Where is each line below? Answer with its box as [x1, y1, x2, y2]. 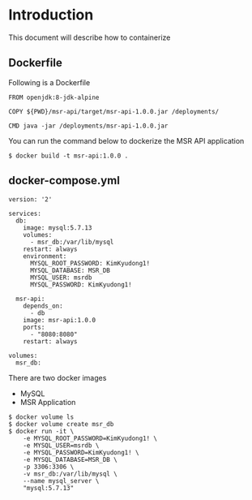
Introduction [8, 6, 94, 24]
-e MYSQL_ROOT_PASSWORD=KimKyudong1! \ [23, 434, 158, 442]
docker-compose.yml [8, 174, 120, 187]
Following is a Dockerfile [8, 77, 91, 87]
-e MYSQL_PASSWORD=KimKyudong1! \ [23, 448, 139, 456]
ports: [23, 323, 45, 331]
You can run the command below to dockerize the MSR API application [8, 136, 245, 145]
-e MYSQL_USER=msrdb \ [23, 441, 100, 450]
